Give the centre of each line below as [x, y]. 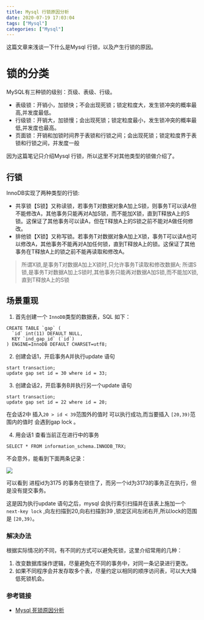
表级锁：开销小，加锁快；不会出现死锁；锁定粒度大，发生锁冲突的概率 [103, 105]
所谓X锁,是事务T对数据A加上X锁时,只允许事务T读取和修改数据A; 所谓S [109, 265]
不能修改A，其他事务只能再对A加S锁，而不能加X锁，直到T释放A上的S [102, 213]
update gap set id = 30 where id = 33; [57, 373]
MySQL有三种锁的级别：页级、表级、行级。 [61, 92]
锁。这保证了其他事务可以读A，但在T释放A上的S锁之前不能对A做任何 [101, 221]
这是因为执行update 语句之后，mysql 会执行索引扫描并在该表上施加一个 [96, 503]
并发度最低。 [38, 113]
